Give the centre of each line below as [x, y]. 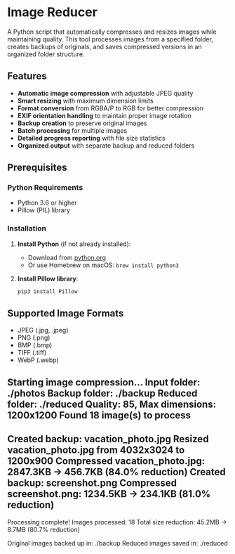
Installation [27, 228]
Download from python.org [67, 257]
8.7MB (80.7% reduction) [44, 529]
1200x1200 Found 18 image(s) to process [99, 415]
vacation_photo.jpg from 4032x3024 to [96, 450]
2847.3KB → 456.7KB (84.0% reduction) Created [116, 472]
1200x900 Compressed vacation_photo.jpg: [106, 461]
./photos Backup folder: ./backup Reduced [102, 393]
